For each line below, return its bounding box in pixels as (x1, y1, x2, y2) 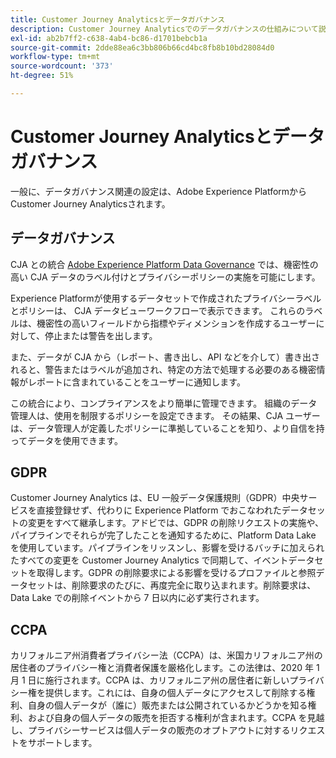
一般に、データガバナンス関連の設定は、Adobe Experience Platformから (10, 185, 308, 197)
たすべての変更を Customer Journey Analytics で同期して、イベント (10, 554, 289, 566)
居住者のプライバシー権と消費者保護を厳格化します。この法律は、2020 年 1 (10, 662, 320, 674)
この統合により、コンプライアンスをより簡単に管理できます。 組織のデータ (10, 397, 318, 409)
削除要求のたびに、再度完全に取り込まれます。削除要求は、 (71, 579, 317, 591)
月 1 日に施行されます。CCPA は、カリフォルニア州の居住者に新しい (10, 674, 290, 686)
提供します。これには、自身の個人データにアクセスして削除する (44, 687, 307, 699)
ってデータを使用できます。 (10, 434, 123, 446)
